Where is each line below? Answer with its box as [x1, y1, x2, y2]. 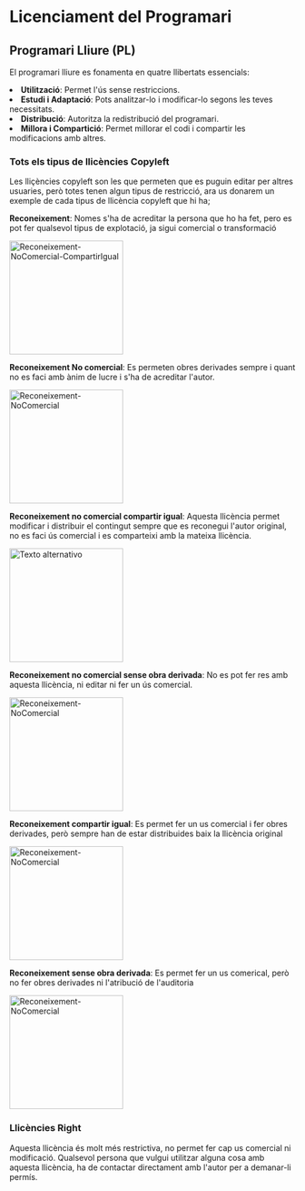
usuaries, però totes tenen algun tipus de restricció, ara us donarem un [9, 186, 275, 197]
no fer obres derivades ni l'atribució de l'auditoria [9, 977, 194, 988]
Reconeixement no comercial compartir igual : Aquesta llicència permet [9, 511, 280, 522]
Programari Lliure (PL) [9, 43, 136, 58]
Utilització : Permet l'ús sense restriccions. [21, 85, 181, 95]
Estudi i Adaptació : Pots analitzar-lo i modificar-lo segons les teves [21, 94, 273, 105]
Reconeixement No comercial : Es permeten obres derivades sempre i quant [9, 362, 296, 373]
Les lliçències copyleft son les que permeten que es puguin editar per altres [9, 176, 293, 187]
